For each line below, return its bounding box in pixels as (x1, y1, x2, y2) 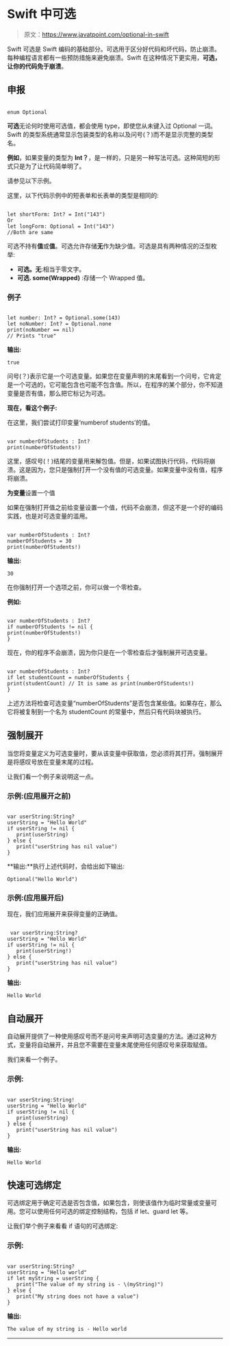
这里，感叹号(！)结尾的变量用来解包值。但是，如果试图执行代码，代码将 (7, 457, 210, 466)
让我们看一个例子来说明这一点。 (7, 772, 97, 780)
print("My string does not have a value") (16, 1292, 139, 1300)
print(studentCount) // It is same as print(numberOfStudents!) (7, 681, 194, 687)
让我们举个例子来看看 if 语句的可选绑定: (7, 1222, 118, 1230)
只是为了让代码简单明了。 (12, 162, 86, 170)
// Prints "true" (7, 332, 57, 340)
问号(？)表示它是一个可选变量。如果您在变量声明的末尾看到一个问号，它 (7, 372, 210, 380)
